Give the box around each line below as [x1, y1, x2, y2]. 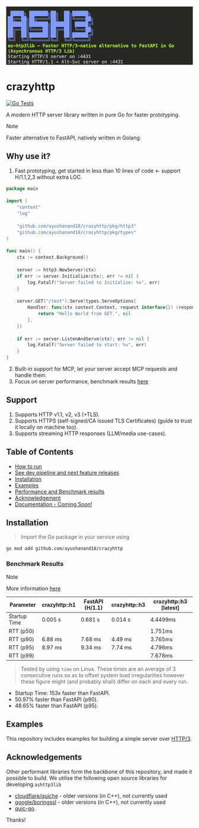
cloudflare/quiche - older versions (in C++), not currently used [14, 792, 168, 799]
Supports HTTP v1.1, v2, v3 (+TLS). [14, 411, 100, 418]
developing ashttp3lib [6, 781, 62, 788]
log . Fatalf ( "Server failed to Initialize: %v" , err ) [27, 280, 161, 285]
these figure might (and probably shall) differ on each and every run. [20, 678, 188, 685]
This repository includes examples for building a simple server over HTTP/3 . [6, 735, 192, 742]
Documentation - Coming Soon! [14, 500, 92, 507]
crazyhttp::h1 [41, 601, 76, 608]
